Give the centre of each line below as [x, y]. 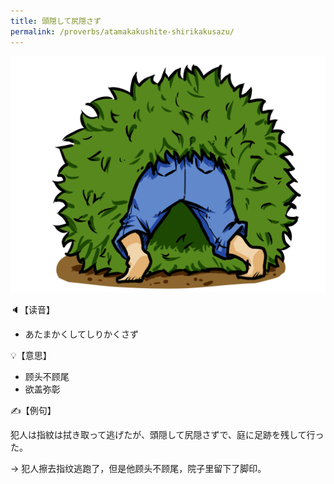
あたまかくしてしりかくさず [81, 334]
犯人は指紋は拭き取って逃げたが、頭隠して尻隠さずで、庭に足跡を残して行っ [167, 434]
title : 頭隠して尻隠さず [56, 21]
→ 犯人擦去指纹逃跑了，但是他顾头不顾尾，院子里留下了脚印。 [138, 468]
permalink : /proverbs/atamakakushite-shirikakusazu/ [122, 31]
